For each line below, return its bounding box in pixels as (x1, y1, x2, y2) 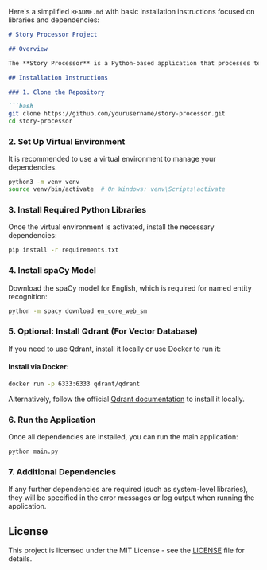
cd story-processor (8, 117, 73, 126)
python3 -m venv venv (8, 178, 80, 186)
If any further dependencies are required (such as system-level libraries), (8, 485, 249, 494)
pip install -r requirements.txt (8, 246, 119, 254)
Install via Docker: (8, 362, 69, 372)
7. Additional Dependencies (8, 466, 117, 477)
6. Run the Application (8, 414, 96, 425)
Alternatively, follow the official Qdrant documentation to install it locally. (8, 394, 245, 404)
